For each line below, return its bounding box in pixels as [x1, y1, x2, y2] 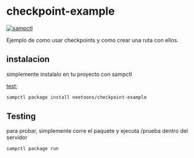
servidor [6, 134, 28, 141]
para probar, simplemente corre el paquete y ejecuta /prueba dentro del [6, 127, 188, 135]
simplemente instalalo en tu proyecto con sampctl [6, 70, 133, 78]
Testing [6, 111, 36, 122]
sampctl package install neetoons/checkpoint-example [6, 94, 147, 100]
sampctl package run [6, 146, 60, 152]
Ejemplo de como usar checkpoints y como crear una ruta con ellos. [6, 36, 179, 43]
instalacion [6, 54, 50, 65]
